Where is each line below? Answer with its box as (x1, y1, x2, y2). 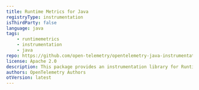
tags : (6, 31, 20, 37)
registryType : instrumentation (6, 14, 84, 20)
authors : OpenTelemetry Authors (6, 69, 86, 75)
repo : (6, 53, 20, 59)
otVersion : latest (6, 75, 52, 81)
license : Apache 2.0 (6, 58, 57, 64)
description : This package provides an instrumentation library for (6, 63, 179, 70)
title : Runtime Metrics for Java (6, 8, 89, 15)
